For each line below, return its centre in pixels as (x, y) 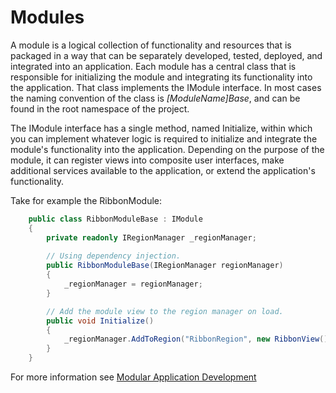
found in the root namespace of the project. (100, 108)
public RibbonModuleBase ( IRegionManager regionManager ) (165, 266)
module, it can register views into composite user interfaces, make (147, 160)
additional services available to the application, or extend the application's (163, 170)
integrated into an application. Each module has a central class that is (153, 66)
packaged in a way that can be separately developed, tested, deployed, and (166, 55)
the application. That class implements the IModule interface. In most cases (166, 87)
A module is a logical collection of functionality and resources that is (151, 45)
